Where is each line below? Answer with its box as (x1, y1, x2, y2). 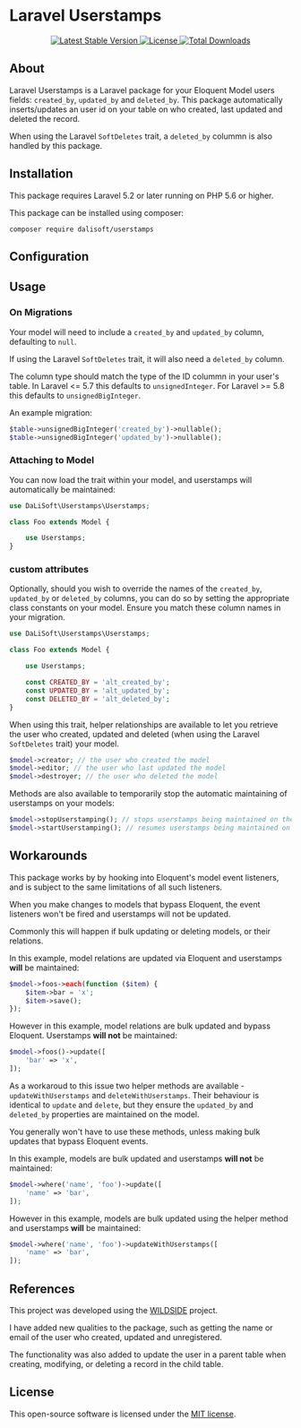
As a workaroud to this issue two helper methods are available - (9, 1080, 245, 1091)
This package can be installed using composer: (9, 207, 185, 218)
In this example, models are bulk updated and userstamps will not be (9, 1153, 264, 1164)
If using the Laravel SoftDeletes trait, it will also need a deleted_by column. (9, 353, 285, 364)
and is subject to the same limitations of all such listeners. (9, 882, 222, 892)
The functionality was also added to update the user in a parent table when (9, 1349, 287, 1360)
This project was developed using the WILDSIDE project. (9, 1304, 218, 1315)
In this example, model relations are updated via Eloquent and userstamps (9, 952, 282, 963)
